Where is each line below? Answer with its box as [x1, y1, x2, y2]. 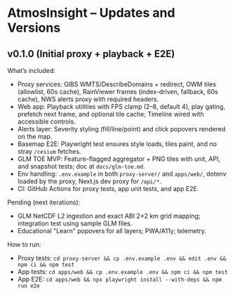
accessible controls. [17, 117, 76, 126]
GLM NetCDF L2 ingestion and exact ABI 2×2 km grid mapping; [17, 212, 201, 220]
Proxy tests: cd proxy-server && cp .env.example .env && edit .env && [17, 254, 227, 262]
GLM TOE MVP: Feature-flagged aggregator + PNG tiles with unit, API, [17, 155, 221, 163]
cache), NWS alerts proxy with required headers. [17, 95, 159, 103]
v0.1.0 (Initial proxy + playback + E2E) [7, 48, 175, 60]
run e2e [17, 282, 40, 289]
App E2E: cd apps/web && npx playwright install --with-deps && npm [17, 275, 222, 283]
